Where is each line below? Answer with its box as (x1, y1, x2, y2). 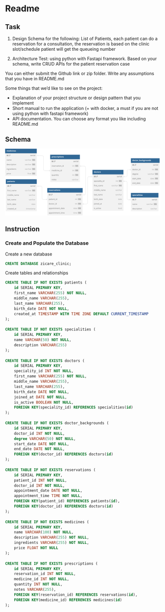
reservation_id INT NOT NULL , (14, 572, 76, 576)
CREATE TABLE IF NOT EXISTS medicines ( (5, 519, 90, 524)
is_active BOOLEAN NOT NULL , (14, 400, 74, 405)
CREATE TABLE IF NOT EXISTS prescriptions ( (5, 561, 98, 566)
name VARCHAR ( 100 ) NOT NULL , (14, 530, 74, 535)
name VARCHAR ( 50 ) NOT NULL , (14, 337, 71, 343)
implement (12, 100, 34, 106)
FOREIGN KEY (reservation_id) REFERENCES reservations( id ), (14, 592, 138, 597)
